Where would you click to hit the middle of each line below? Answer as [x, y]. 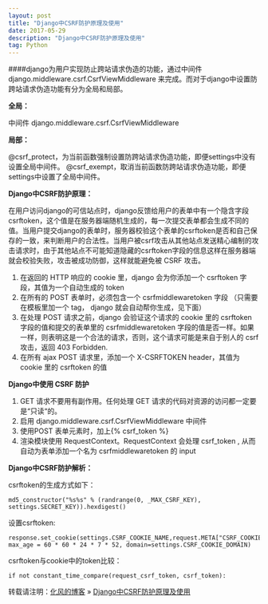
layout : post [30, 16]
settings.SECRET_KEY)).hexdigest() [67, 507]
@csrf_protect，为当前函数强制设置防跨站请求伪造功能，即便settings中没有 [132, 157]
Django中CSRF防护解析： [51, 468]
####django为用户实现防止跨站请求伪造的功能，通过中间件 [105, 69]
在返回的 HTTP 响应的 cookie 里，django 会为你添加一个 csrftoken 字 [133, 278]
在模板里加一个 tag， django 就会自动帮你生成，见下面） [112, 307]
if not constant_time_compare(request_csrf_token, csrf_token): [117, 576]
